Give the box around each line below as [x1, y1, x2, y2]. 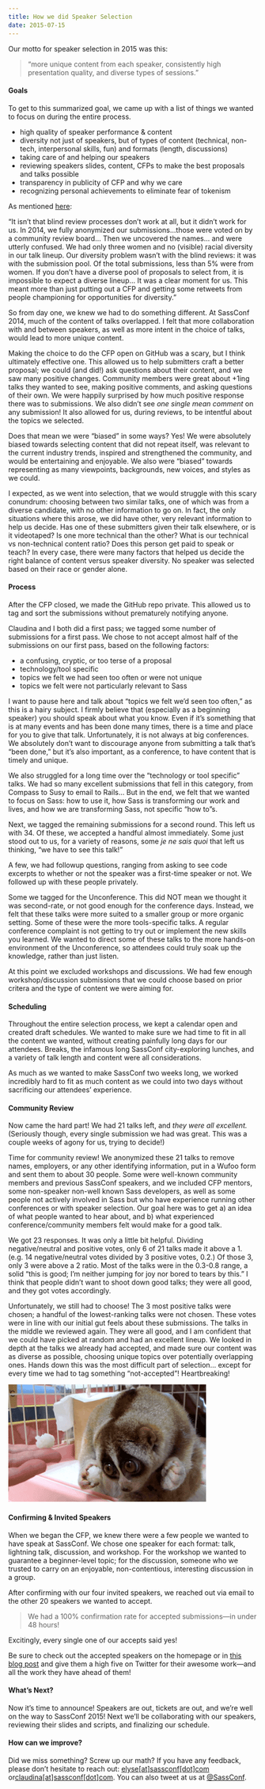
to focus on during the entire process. [8, 112, 132, 121]
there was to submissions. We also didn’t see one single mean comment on [8, 398, 254, 408]
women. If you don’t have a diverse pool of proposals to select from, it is [8, 267, 244, 276]
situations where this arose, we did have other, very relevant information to [8, 513, 252, 523]
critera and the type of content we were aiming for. [8, 983, 174, 993]
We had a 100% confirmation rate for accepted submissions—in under [27, 1612, 257, 1621]
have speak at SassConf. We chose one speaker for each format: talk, [8, 1539, 236, 1548]
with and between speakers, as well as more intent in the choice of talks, [8, 325, 245, 334]
